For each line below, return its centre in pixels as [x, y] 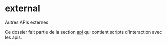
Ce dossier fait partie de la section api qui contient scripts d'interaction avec [84, 32]
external [23, 9]
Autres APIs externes [27, 22]
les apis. [14, 37]
